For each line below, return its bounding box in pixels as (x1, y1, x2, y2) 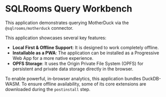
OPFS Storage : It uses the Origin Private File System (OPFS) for (12, 60, 143, 66)
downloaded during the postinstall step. (5, 86, 91, 92)
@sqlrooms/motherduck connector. (5, 25, 73, 31)
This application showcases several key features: (5, 35, 106, 41)
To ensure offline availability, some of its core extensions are (21, 81, 146, 87)
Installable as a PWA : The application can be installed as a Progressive (12, 50, 159, 56)
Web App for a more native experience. (12, 55, 93, 61)
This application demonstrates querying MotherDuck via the (5, 20, 129, 26)
